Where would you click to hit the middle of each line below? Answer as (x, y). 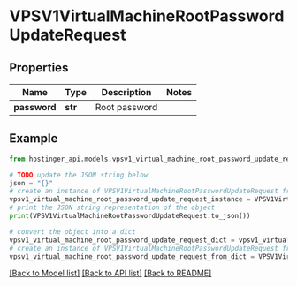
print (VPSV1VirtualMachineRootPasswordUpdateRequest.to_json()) (130, 216)
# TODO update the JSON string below (79, 175)
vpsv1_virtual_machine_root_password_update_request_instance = (130, 199)
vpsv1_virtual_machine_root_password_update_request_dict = (122, 240)
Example (34, 139)
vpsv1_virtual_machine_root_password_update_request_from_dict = (132, 256)
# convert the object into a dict (73, 231)
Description (126, 92)
